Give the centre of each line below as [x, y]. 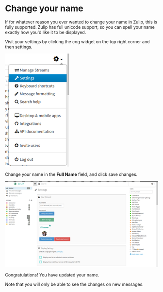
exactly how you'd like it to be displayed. [46, 32]
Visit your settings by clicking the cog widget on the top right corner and [77, 41]
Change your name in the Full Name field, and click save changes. [71, 174]
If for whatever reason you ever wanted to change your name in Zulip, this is [81, 22]
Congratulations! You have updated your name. [52, 275]
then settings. [19, 47]
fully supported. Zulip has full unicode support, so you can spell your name [80, 27]
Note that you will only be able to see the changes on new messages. [74, 284]
